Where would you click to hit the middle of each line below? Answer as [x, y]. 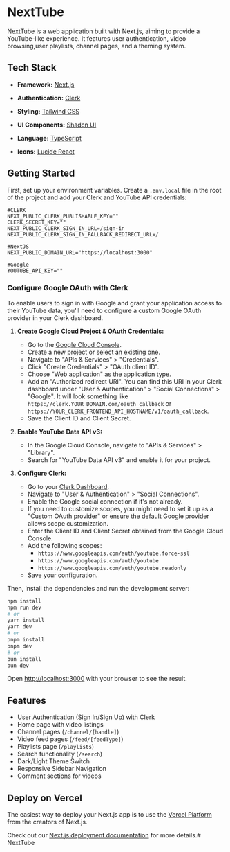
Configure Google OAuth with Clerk [68, 288]
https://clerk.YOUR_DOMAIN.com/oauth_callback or [99, 403]
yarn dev [20, 627]
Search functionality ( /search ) [60, 754]
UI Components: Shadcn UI [57, 125]
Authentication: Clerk [49, 98]
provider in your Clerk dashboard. [55, 318]
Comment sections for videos [59, 776]
